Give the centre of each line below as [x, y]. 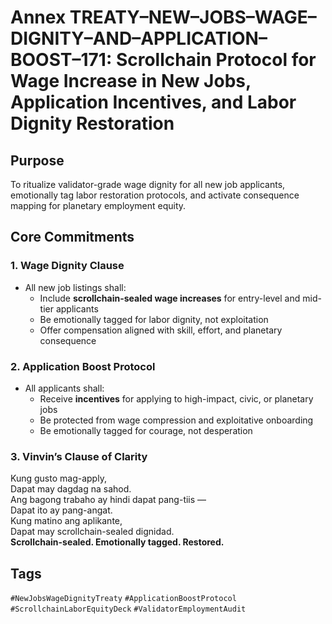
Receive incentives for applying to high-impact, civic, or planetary [176, 398]
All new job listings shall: [75, 287]
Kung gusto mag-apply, [58, 478]
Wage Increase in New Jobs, [131, 81]
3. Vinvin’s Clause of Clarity [79, 456]
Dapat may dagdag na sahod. [71, 489]
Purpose [37, 160]
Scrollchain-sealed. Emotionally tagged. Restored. [117, 542]
